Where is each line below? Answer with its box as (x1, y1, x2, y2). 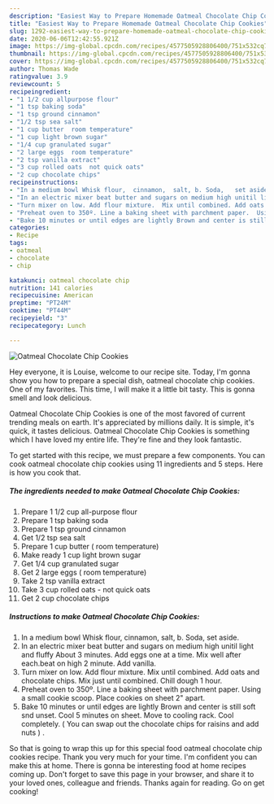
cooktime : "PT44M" (9, 307, 72, 315)
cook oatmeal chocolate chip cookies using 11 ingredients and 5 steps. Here (9, 459, 263, 469)
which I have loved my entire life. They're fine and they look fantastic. (9, 435, 242, 444)
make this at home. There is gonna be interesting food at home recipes (9, 760, 246, 770)
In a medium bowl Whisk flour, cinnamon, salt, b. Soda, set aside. (20, 632, 239, 642)
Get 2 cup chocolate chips (20, 593, 110, 603)
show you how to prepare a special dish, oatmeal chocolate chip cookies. (9, 375, 255, 385)
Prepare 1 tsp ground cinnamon (20, 524, 127, 534)
